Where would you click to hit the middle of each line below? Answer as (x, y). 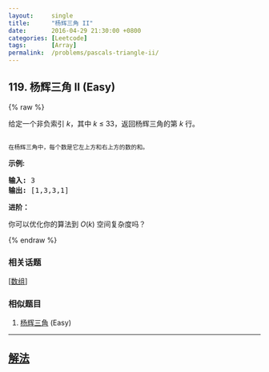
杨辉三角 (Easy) (46, 323)
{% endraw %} (33, 240)
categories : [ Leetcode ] (48, 38)
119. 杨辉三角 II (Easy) (62, 88)
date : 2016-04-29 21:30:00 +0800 (75, 30)
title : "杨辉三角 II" (51, 23)
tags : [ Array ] (43, 46)
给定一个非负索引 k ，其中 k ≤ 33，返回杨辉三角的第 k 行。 (104, 123)
